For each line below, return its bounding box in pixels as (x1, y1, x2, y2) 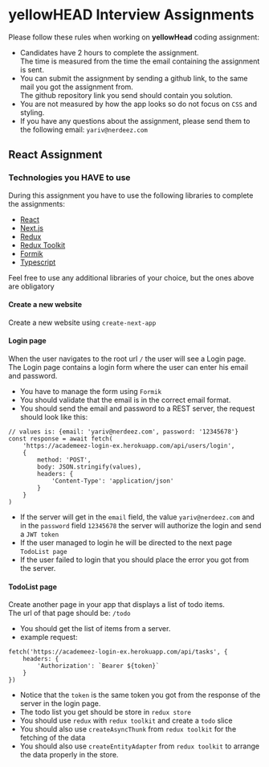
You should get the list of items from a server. (19, 624, 171, 634)
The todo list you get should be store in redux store (19, 708, 191, 717)
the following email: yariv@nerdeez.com (19, 125, 149, 134)
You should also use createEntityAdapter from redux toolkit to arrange (19, 741, 259, 751)
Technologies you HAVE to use (8, 172, 131, 183)
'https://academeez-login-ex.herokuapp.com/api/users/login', (22, 442, 235, 450)
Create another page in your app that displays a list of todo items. (8, 600, 225, 609)
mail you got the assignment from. (19, 82, 134, 92)
